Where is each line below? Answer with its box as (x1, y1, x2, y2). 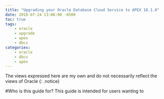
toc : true (5, 17, 26, 22)
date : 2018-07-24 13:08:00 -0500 (5, 12, 76, 17)
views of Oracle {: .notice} (5, 78, 60, 84)
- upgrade (14, 31, 35, 36)
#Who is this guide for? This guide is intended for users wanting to (5, 88, 144, 94)
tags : (5, 21, 17, 27)
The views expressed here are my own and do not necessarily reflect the (5, 73, 157, 79)
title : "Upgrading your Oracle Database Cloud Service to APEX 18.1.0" (5, 7, 159, 13)
